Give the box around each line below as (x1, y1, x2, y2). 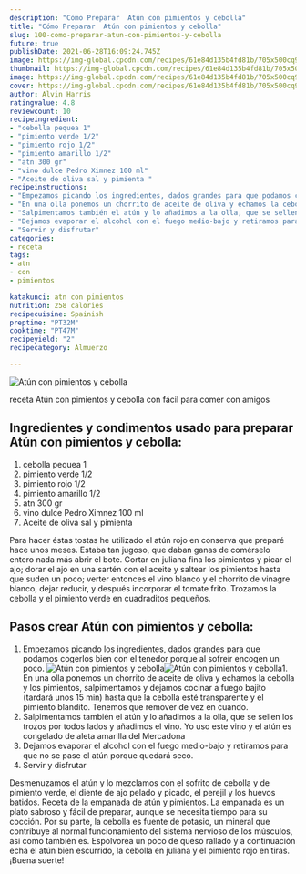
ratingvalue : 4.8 (9, 98, 76, 108)
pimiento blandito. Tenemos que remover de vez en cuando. (22, 701, 249, 712)
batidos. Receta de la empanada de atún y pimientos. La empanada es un (9, 797, 285, 807)
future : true (9, 38, 59, 48)
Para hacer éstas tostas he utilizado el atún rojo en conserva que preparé (9, 534, 285, 545)
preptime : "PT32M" (9, 318, 79, 327)
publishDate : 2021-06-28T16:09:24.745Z (9, 47, 161, 57)
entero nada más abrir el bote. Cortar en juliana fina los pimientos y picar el (9, 553, 291, 565)
